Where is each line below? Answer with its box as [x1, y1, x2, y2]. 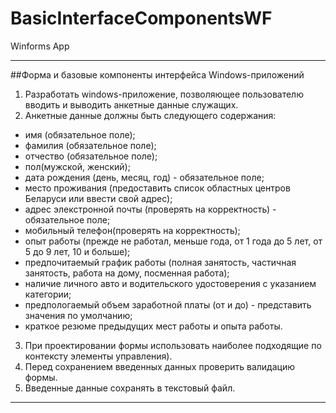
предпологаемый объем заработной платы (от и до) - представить [24, 298, 312, 311]
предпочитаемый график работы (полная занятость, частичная [24, 256, 297, 268]
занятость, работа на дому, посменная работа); [24, 267, 230, 279]
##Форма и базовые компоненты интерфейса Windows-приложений [10, 68, 305, 81]
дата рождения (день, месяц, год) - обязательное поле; [24, 171, 265, 183]
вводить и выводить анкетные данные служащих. [24, 98, 239, 111]
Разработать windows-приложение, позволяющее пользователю [24, 88, 304, 100]
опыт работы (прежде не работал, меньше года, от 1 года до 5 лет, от [24, 235, 323, 247]
